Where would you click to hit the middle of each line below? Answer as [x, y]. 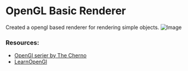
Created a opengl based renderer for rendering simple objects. [82, 27]
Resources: [22, 43]
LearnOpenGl [31, 62]
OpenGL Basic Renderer [66, 11]
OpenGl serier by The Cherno [50, 56]
